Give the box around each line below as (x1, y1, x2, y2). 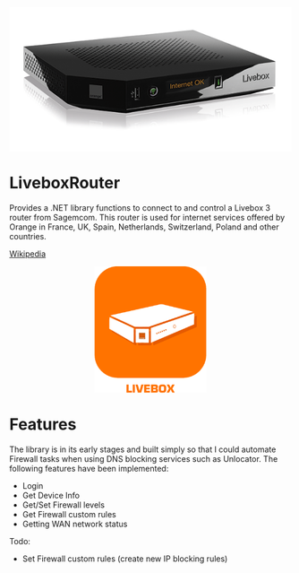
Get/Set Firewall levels (21, 499, 106, 510)
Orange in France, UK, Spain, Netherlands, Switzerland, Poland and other (9, 221, 279, 232)
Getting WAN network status (21, 518, 128, 530)
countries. (9, 230, 47, 241)
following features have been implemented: (9, 464, 169, 474)
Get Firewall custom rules (21, 509, 116, 520)
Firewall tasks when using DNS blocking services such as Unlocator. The (9, 454, 278, 464)
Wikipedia (9, 248, 47, 259)
